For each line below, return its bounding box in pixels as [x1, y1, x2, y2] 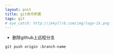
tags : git [5, 16, 25, 21]
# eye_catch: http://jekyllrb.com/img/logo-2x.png [5, 20, 110, 26]
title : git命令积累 [5, 12, 42, 17]
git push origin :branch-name [5, 44, 66, 49]
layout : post [5, 7, 32, 12]
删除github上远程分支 [12, 35, 55, 40]
